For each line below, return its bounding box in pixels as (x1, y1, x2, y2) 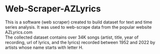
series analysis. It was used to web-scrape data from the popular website (5, 24, 152, 30)
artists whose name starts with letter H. (5, 44, 83, 50)
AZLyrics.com (5, 29, 33, 35)
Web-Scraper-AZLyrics (5, 3, 101, 14)
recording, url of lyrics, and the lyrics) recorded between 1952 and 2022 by (5, 39, 156, 45)
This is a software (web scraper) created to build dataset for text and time (5, 19, 153, 25)
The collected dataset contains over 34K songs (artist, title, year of (5, 34, 139, 40)
